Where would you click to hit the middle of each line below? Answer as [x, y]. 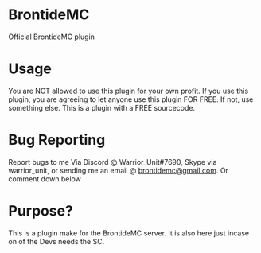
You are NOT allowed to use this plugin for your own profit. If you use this [129, 91]
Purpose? [41, 211]
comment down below [45, 179]
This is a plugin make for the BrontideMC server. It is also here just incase [129, 233]
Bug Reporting [57, 140]
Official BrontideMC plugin [52, 37]
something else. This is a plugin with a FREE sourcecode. [102, 107]
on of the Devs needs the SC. [56, 241]
